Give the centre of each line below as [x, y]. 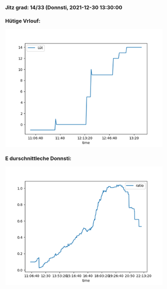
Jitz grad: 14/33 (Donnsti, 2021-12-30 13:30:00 [64, 7]
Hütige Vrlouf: [23, 20]
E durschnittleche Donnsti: [38, 158]
